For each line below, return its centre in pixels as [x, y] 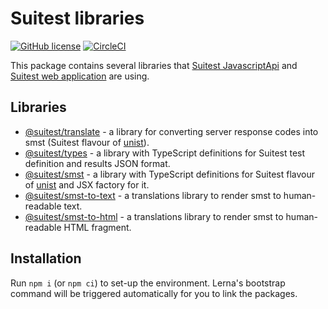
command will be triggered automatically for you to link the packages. [154, 293]
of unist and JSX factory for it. [87, 184]
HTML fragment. [97, 227]
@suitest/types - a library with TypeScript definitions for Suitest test [165, 153]
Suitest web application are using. [80, 76]
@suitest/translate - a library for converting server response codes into [171, 131]
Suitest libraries [77, 18]
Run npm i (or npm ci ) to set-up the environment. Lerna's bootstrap [148, 283]
